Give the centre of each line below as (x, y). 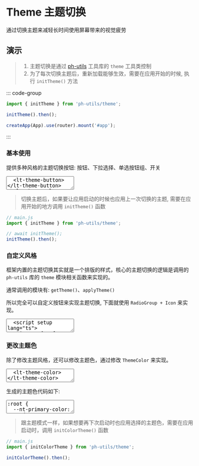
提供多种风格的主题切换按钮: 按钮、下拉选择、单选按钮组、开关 (83, 167)
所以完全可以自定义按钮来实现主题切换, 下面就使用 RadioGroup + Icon (91, 303)
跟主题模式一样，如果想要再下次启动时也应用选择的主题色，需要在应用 (107, 422)
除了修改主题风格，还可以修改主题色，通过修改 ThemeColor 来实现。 (89, 360)
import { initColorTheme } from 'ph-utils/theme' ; (70, 447)
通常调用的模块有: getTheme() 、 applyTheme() (60, 290)
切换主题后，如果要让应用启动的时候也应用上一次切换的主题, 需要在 (103, 199)
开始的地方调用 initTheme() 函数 (66, 206)
